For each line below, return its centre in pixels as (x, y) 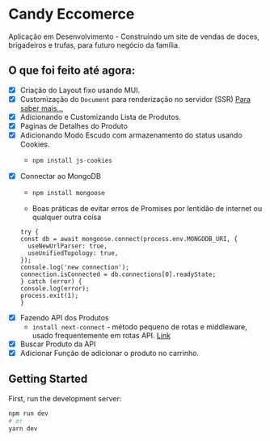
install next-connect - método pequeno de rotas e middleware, (140, 327)
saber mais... (41, 108)
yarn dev (23, 428)
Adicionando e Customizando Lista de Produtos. (101, 117)
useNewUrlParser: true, (67, 246)
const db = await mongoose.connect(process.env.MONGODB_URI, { (129, 239)
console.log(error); (55, 288)
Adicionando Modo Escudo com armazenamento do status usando (131, 135)
